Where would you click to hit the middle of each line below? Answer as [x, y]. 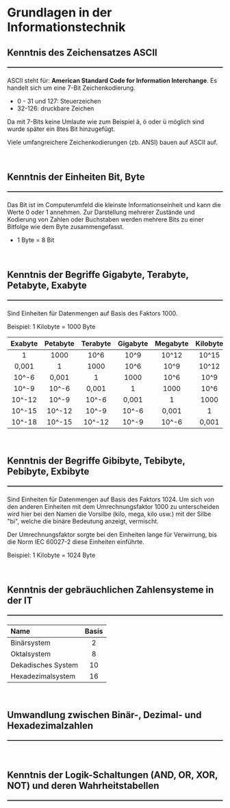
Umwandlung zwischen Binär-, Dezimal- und [104, 715]
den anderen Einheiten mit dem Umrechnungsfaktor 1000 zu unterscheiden [113, 506]
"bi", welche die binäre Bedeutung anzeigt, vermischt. [83, 521]
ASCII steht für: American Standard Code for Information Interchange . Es [112, 80]
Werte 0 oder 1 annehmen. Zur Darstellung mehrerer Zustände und [101, 212]
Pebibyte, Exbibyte [48, 471]
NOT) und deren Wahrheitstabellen [83, 786]
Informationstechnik [66, 27]
